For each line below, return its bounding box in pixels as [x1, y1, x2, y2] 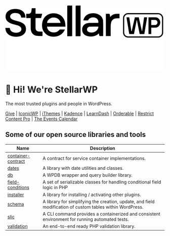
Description [90, 145, 115, 152]
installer [7, 192, 24, 198]
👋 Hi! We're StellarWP [5, 84, 98, 96]
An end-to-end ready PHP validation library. [42, 223, 136, 229]
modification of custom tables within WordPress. [42, 204, 144, 210]
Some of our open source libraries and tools [5, 130, 146, 139]
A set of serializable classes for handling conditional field [42, 179, 161, 185]
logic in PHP [42, 184, 68, 191]
